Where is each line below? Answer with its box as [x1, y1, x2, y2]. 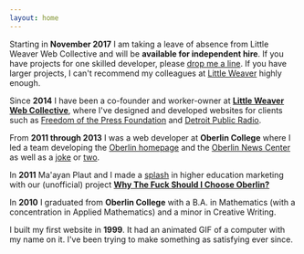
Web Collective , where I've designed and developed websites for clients [9, 104, 283, 115]
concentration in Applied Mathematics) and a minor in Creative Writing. [9, 206, 277, 217]
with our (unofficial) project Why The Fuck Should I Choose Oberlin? [9, 179, 270, 190]
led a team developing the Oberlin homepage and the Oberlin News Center [9, 142, 290, 153]
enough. [9, 77, 41, 88]
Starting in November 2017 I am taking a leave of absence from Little [9, 38, 269, 49]
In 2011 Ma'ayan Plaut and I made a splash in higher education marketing [9, 169, 285, 180]
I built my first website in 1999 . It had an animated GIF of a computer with [9, 224, 286, 235]
